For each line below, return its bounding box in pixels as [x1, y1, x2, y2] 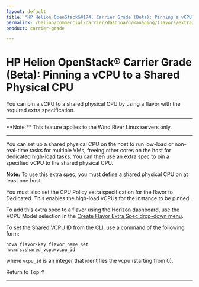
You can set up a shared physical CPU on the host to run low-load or [6, 141, 174, 148]
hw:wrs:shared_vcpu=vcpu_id [6, 247, 76, 253]
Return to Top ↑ [6, 269, 46, 276]
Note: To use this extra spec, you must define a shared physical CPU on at [6, 171, 188, 178]
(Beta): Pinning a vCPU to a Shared [6, 69, 180, 81]
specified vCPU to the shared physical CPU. [6, 159, 114, 167]
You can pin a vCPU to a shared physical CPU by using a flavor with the [6, 100, 181, 107]
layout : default [6, 8, 46, 15]
